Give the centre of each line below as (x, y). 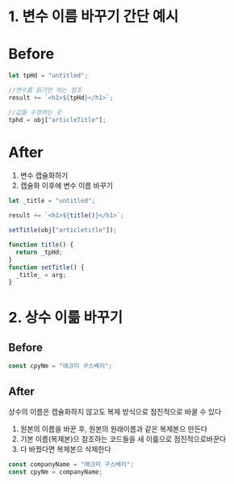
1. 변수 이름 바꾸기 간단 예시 (94, 17)
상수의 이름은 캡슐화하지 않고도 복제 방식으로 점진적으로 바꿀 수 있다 (115, 412)
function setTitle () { (46, 267)
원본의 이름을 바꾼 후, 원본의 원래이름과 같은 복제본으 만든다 (114, 429)
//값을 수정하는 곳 (35, 112)
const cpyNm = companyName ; (56, 472)
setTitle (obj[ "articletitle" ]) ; (63, 230)
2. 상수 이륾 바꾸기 (66, 317)
